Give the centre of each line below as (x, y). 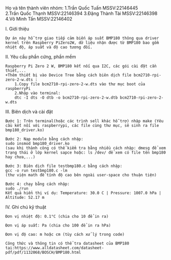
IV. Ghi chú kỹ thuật (26, 207)
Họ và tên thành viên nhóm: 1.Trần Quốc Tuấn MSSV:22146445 (72, 8)
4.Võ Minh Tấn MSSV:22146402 (39, 19)
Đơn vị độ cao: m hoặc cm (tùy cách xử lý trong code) (65, 234)
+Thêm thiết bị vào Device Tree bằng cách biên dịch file (68, 75)
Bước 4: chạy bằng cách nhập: (38, 184)
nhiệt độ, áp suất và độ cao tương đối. (49, 47)
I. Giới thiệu (17, 29)
